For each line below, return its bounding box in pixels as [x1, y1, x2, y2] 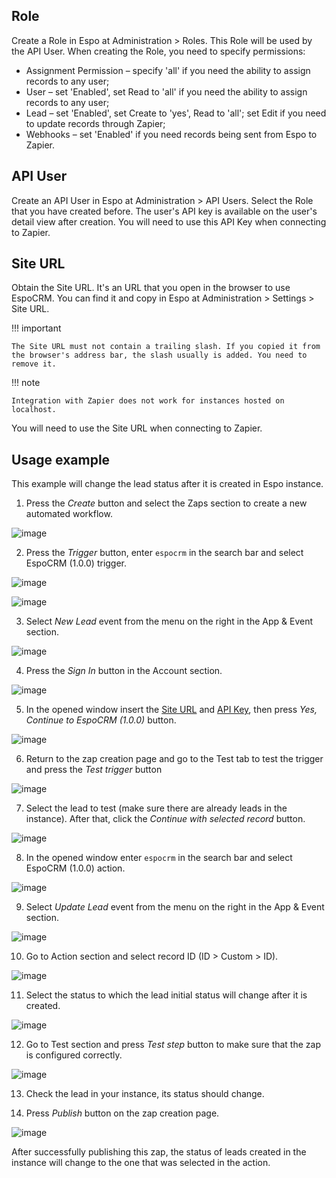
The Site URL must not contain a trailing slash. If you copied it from [11, 342, 321, 352]
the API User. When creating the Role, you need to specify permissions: [11, 45, 306, 57]
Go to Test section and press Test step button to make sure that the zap [25, 1039, 321, 1051]
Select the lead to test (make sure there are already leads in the [25, 802, 288, 814]
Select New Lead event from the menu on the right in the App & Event [25, 615, 313, 628]
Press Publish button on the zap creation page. [25, 1107, 220, 1119]
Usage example [11, 451, 111, 468]
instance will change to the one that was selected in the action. [11, 1157, 271, 1169]
